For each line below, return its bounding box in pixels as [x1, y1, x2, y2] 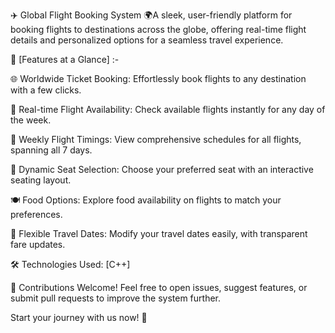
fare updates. [10, 239, 66, 250]
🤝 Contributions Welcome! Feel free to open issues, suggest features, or [10, 282, 308, 293]
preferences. [10, 209, 63, 220]
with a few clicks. [10, 84, 82, 96]
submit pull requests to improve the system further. [10, 292, 222, 304]
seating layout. [10, 174, 72, 186]
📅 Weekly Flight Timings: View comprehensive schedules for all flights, [10, 134, 302, 145]
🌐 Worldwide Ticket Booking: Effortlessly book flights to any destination [10, 73, 307, 84]
